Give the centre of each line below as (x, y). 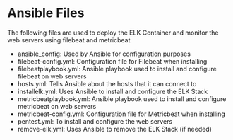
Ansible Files (46, 13)
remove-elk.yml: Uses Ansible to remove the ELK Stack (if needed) (114, 129)
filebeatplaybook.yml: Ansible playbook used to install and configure (117, 69)
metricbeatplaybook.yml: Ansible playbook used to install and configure (122, 99)
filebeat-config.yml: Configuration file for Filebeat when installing (112, 61)
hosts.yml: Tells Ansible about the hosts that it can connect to (107, 83)
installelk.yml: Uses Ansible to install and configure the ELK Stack (113, 91)
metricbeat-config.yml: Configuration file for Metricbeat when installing (121, 114)
